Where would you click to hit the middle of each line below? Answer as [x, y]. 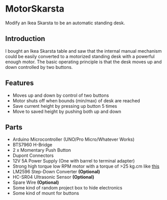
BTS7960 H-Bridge [32, 145]
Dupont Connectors [33, 155]
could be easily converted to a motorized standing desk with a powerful [80, 56]
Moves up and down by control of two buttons [61, 95]
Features [19, 83]
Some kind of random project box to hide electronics [67, 188]
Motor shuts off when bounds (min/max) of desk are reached [76, 101]
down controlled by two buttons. [39, 67]
